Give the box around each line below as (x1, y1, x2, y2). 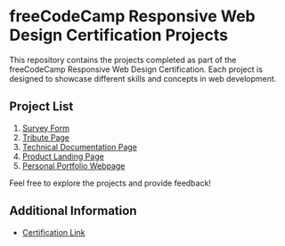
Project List (9, 99, 74, 115)
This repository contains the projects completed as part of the (9, 54, 237, 65)
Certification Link (21, 226, 86, 237)
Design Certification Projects (9, 25, 229, 45)
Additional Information (9, 203, 137, 218)
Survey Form (21, 123, 69, 133)
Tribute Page (21, 131, 69, 143)
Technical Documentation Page (21, 141, 138, 152)
